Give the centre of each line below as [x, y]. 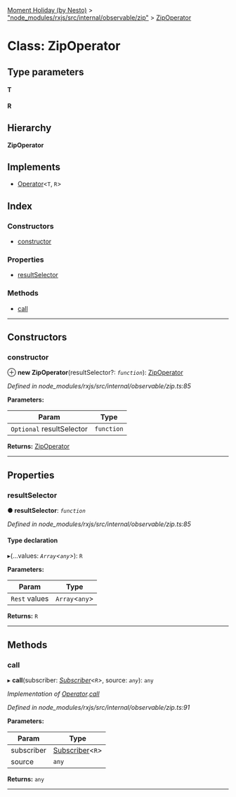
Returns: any [26, 779]
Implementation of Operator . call [53, 694]
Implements [34, 167]
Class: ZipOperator [64, 46]
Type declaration [33, 540]
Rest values [30, 599]
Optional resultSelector [49, 429]
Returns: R [23, 616]
